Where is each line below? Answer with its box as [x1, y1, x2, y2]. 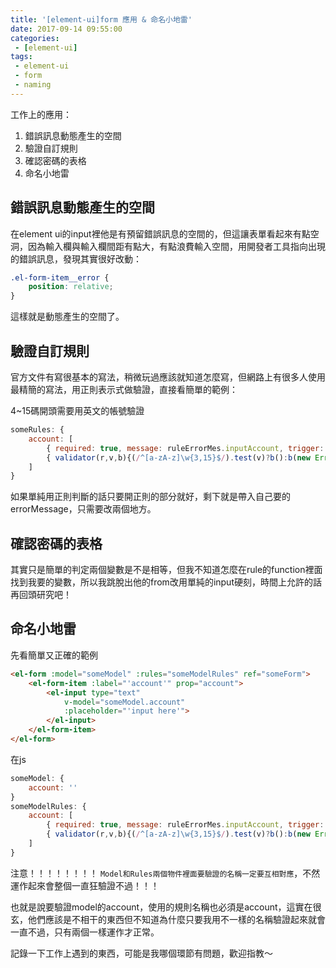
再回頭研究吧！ [10, 589, 72, 601]
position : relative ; [28, 282, 114, 292]
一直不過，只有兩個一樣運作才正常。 [10, 926, 160, 938]
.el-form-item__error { [10, 272, 110, 283]
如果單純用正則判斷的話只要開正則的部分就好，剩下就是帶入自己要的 [10, 491, 291, 503]
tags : [10, 52, 33, 62]
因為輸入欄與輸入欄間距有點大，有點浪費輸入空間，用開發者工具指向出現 [27, 240, 326, 252]
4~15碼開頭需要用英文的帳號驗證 [10, 405, 145, 416]
